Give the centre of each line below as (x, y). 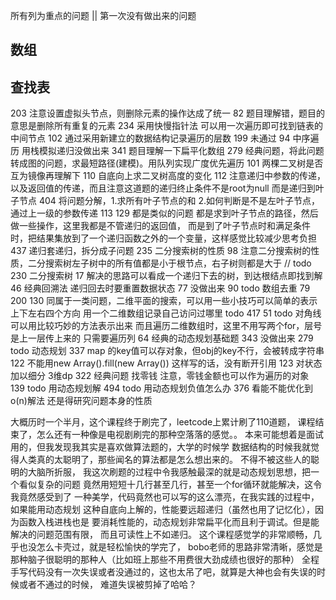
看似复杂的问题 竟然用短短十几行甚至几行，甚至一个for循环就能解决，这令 (170, 485)
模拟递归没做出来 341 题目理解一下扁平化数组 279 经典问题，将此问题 (181, 151)
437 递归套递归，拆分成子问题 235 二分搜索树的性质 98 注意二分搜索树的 (161, 251)
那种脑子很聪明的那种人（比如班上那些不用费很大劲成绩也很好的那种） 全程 (165, 560)
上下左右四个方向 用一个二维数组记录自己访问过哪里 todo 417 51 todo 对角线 (166, 313)
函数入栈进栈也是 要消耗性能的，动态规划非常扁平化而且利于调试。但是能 (169, 522)
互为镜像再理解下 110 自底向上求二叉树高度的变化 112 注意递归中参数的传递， (168, 176)
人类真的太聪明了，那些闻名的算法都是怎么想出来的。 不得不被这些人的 (164, 460)
